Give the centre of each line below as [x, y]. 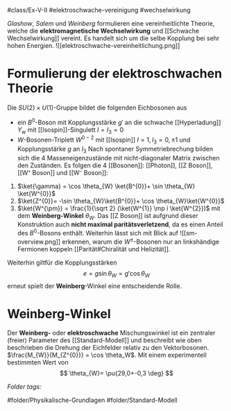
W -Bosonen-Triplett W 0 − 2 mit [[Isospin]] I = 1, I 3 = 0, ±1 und [104, 140]
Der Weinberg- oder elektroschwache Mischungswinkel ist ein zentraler [111, 333]
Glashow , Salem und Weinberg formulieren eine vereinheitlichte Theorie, [111, 23]
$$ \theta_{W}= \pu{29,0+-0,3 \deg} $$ [117, 374]
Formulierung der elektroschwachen [115, 74]
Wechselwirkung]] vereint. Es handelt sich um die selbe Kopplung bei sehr [113, 38]
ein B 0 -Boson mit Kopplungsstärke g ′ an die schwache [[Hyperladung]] [119, 121]
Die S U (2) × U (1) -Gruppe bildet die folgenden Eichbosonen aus [97, 108]
